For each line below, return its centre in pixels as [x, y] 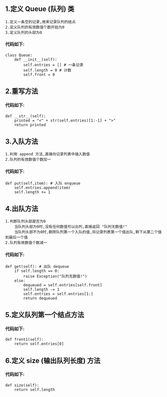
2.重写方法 [22, 91]
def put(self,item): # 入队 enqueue [43, 183]
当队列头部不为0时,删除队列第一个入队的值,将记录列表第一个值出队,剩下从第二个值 [88, 232]
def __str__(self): [26, 116]
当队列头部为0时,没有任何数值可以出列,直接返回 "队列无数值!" [71, 227]
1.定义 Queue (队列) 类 [40, 9]
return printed [30, 125]
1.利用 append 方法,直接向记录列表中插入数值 [48, 154]
